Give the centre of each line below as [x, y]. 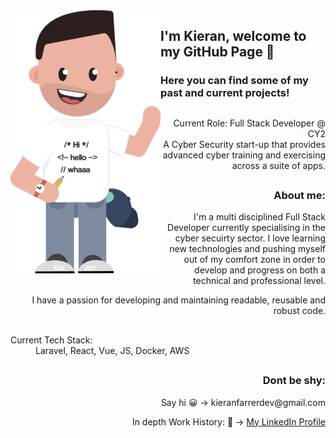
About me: [299, 196]
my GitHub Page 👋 [217, 52]
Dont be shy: [294, 381]
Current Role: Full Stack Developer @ [249, 123]
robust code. [299, 311]
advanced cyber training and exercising [244, 155]
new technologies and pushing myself [247, 249]
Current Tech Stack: [51, 340]
